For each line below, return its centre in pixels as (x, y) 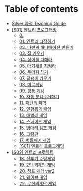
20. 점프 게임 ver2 (37, 171)
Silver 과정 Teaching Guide (39, 23)
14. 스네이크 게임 (35, 121)
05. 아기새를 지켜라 (38, 66)
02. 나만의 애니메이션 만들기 (46, 47)
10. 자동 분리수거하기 (39, 96)
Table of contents (41, 9)
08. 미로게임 (31, 84)
